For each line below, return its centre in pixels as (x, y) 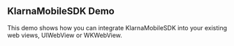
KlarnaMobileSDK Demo (61, 11)
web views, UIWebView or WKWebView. (65, 35)
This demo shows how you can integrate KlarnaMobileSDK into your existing (117, 27)
